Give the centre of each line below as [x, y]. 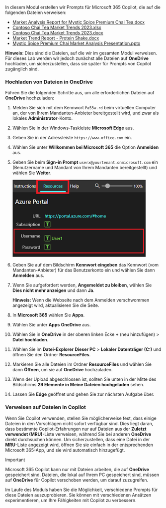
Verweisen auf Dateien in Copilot [45, 407]
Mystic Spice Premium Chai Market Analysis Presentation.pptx [76, 43]
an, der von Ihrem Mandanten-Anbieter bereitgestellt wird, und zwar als [85, 113]
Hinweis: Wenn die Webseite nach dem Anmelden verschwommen [81, 300]
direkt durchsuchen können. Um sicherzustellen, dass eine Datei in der [78, 439]
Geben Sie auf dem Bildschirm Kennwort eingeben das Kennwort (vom [85, 265]
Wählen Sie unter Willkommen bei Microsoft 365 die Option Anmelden [85, 147]
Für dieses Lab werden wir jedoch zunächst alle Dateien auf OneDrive [77, 58]
